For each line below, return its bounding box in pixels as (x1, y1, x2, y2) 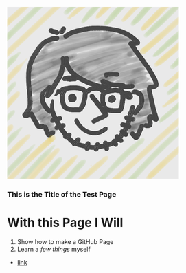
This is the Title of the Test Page (7, 189, 117, 199)
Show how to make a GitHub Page (16, 237, 114, 245)
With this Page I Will (7, 215, 124, 230)
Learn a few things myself (16, 245, 91, 253)
